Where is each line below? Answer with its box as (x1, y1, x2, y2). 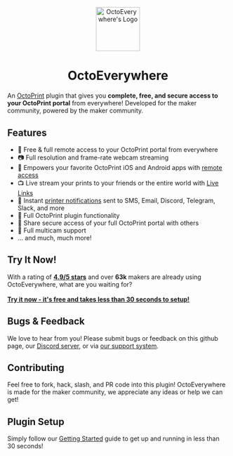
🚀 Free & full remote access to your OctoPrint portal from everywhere (17, 145, 218, 154)
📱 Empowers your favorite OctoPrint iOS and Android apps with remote (17, 164, 222, 171)
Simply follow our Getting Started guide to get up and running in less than (7, 434, 220, 443)
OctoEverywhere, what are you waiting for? (7, 280, 133, 288)
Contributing (7, 362, 65, 374)
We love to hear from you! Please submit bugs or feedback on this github (7, 334, 219, 342)
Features (7, 126, 47, 138)
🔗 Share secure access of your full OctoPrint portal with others (17, 219, 199, 227)
